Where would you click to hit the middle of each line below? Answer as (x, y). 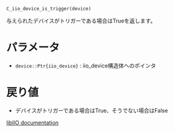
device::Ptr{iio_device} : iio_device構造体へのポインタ (85, 65)
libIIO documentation (33, 122)
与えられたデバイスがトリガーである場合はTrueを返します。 (81, 21)
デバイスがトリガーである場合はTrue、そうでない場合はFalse (92, 110)
